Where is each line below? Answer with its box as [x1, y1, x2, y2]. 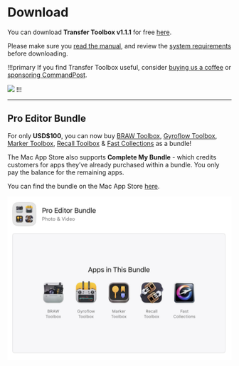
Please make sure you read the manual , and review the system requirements [7, 41, 231, 50]
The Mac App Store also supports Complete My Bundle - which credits [7, 152, 217, 161]
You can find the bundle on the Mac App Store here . [7, 182, 160, 190]
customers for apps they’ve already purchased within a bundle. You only [7, 160, 220, 169]
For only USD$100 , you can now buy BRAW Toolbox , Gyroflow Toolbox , [7, 131, 218, 140]
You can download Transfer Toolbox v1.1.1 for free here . [7, 28, 172, 36]
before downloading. [7, 49, 69, 58]
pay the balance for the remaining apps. [7, 168, 124, 177]
